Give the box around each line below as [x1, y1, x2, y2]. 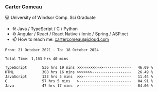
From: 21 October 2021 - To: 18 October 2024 [5, 47, 99, 53]
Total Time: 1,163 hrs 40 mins [5, 57, 69, 61]
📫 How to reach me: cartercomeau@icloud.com [12, 36, 109, 42]
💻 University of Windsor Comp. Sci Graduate [5, 15, 96, 20]
